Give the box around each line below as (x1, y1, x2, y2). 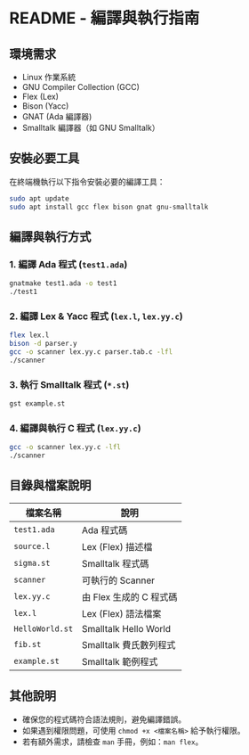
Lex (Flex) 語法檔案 (81, 607, 162, 620)
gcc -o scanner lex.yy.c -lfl (9, 443, 122, 452)
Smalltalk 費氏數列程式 (81, 638, 176, 651)
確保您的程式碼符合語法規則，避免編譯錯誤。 (21, 714, 187, 725)
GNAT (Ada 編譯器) (21, 111, 92, 121)
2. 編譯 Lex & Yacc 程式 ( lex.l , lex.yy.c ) (9, 309, 184, 322)
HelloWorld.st (13, 623, 74, 634)
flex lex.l (9, 331, 50, 340)
